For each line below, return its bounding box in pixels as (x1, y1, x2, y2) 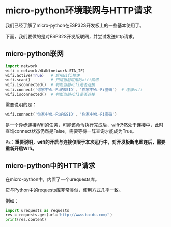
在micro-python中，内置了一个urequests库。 (5, 176, 100, 182)
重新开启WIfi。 (5, 145, 37, 151)
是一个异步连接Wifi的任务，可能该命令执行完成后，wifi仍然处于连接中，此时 (5, 122, 164, 128)
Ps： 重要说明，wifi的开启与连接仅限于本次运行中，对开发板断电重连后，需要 (5, 138, 166, 145)
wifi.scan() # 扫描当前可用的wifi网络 (5, 77, 99, 83)
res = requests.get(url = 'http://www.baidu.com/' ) (5, 212, 113, 218)
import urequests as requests (5, 208, 70, 213)
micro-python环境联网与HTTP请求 (5, 5, 152, 16)
